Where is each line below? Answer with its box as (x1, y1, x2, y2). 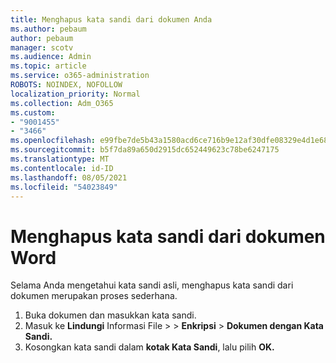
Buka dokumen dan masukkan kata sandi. (24, 309, 197, 321)
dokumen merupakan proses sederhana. (10, 290, 178, 302)
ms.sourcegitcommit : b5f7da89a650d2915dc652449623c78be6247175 (10, 145, 280, 155)
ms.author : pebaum (10, 24, 87, 34)
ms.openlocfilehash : (10, 136, 97, 146)
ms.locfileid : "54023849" (10, 182, 118, 192)
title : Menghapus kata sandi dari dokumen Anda (10, 14, 213, 25)
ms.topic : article (10, 61, 87, 71)
